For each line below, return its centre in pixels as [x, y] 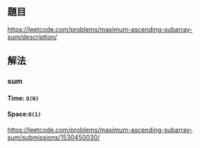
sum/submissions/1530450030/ [54, 137]
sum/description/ [33, 37]
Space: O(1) [24, 114]
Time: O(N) [23, 98]
